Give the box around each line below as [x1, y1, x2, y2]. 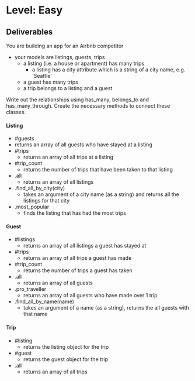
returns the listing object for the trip [23, 343, 109, 350]
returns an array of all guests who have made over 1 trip [23, 292, 158, 299]
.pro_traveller [14, 286, 47, 293]
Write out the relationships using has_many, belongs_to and [6, 96, 149, 103]
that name [23, 311, 48, 318]
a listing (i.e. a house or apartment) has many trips [23, 60, 145, 67]
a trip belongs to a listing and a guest [23, 85, 113, 91]
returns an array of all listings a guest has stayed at [23, 242, 147, 249]
